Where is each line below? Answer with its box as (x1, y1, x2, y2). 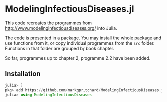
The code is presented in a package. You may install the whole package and (5, 35, 162, 41)
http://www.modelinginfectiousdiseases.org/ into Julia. (5, 25, 118, 31)
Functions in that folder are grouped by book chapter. (5, 45, 115, 51)
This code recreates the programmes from (5, 20, 92, 26)
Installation (5, 70, 41, 78)
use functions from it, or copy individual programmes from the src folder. (5, 40, 155, 46)
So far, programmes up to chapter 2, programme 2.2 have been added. (5, 55, 151, 61)
